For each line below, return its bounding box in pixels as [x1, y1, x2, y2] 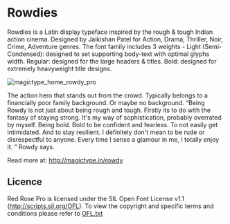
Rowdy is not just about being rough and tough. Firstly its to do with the [7, 106, 211, 114]
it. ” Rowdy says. [7, 142, 55, 151]
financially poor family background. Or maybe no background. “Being [7, 98, 206, 106]
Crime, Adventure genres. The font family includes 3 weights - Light [7, 42, 201, 50]
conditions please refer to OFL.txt [7, 209, 103, 217]
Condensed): [7, 50, 45, 58]
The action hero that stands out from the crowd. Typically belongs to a [7, 91, 208, 100]
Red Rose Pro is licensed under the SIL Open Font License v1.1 [7, 194, 185, 203]
